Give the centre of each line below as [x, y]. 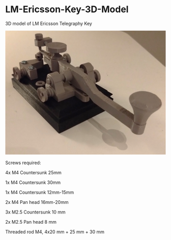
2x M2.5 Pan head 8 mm [31, 222]
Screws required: [23, 163]
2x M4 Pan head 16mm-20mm [37, 202]
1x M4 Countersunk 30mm [33, 182]
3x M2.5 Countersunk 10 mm [36, 212]
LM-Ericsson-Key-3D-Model [67, 9]
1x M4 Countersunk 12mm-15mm [40, 192]
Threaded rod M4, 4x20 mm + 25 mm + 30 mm [55, 232]
